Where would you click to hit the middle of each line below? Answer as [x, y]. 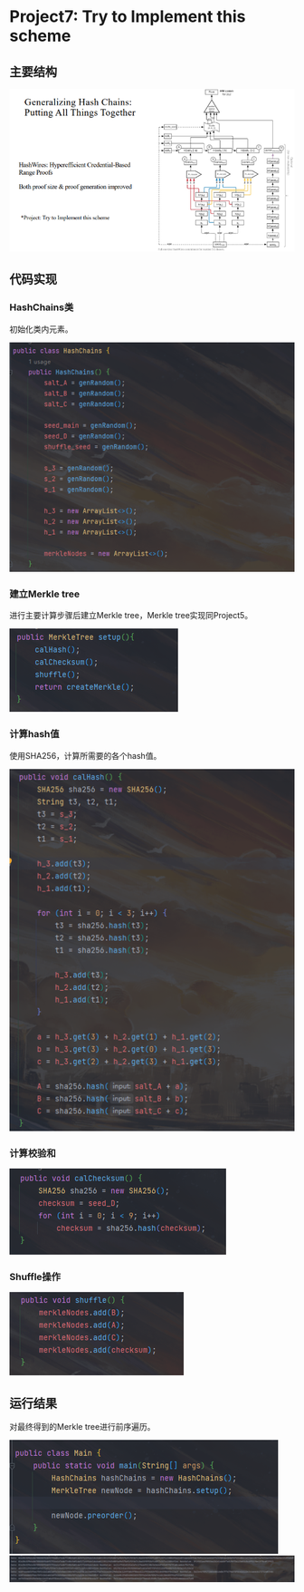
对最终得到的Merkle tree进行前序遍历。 [82, 1427]
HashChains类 [42, 307]
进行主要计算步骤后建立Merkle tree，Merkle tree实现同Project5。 [131, 616]
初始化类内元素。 [41, 329]
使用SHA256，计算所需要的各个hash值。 [85, 755]
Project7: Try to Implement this [128, 17]
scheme [40, 36]
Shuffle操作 [35, 1277]
